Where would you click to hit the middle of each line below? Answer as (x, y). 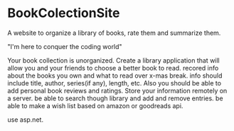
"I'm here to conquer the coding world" (65, 46)
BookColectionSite (64, 13)
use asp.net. (26, 120)
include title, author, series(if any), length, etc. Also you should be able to (115, 83)
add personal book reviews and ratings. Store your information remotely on (117, 90)
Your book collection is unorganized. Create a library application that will (114, 60)
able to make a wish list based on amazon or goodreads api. (95, 105)
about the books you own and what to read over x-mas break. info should (115, 75)
